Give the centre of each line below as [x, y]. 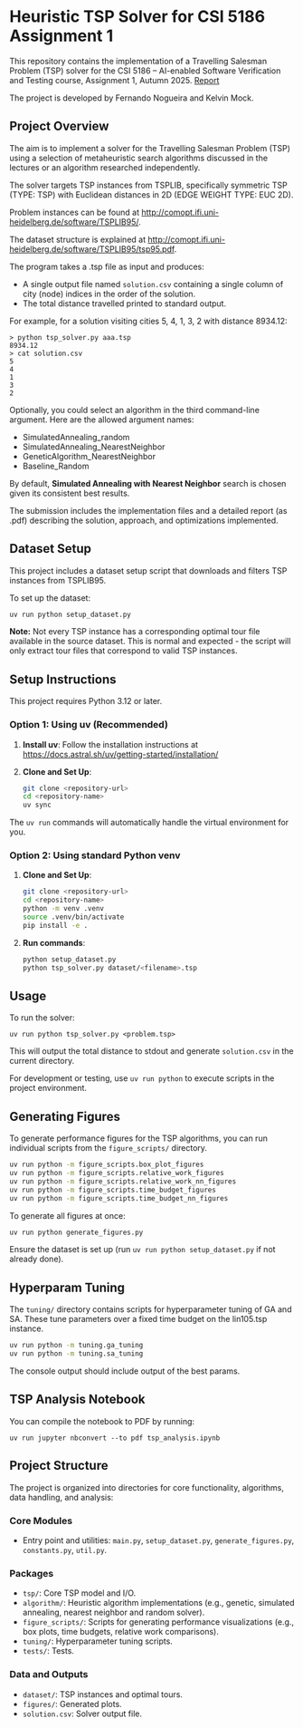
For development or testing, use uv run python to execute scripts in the [142, 1078]
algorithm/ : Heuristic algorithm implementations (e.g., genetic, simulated [158, 1603]
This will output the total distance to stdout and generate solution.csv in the [151, 1051]
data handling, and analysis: [62, 1497]
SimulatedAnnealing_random [76, 437]
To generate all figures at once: [67, 1215]
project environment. [48, 1088]
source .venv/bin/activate [73, 917]
